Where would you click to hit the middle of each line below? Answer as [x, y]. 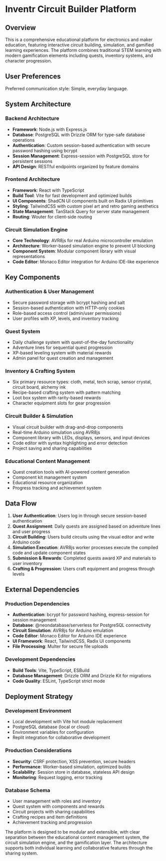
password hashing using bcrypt [45, 150]
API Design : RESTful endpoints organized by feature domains [76, 166]
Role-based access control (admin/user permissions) [67, 313]
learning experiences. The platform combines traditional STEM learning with [83, 50]
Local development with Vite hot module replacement [67, 722]
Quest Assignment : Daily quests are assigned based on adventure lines [86, 526]
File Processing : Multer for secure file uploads [60, 646]
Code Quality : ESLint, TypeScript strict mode [59, 681]
